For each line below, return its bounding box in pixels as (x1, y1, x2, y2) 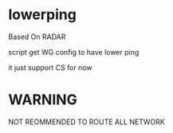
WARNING (8, 91, 77, 109)
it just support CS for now (8, 62, 93, 72)
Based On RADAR (8, 32, 66, 41)
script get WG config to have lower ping (8, 47, 140, 57)
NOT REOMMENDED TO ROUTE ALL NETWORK (8, 117, 165, 127)
